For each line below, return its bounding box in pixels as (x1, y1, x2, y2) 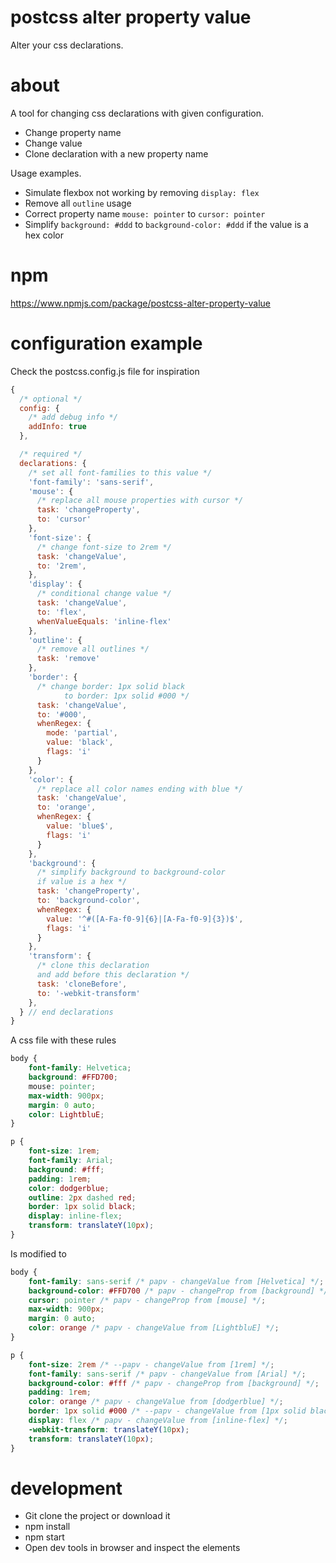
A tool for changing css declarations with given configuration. (10, 107, 264, 119)
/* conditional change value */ (36, 589, 172, 599)
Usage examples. (10, 167, 82, 179)
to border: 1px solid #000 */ (63, 691, 190, 701)
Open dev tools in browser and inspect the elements (24, 1542, 241, 1554)
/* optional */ (19, 394, 83, 404)
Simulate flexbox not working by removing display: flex (24, 186, 260, 198)
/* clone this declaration (36, 961, 150, 971)
